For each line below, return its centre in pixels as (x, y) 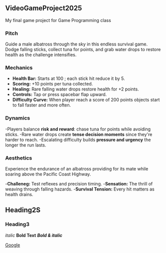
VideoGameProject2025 (44, 8)
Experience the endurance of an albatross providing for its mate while (77, 169)
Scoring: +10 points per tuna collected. (53, 84)
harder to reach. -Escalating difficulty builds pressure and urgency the (78, 139)
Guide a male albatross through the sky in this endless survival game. (77, 44)
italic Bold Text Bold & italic (34, 235)
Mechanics (19, 68)
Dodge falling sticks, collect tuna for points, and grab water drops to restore (83, 49)
